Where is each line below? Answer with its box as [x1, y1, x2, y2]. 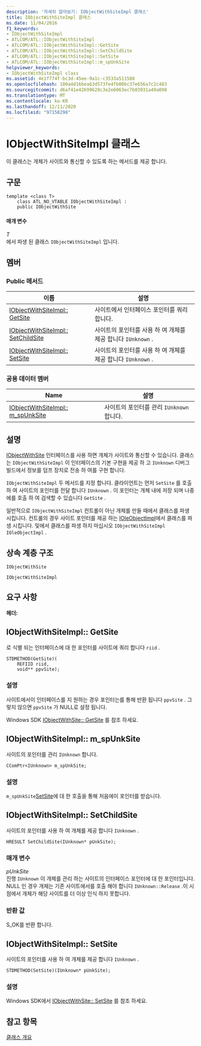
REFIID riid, [17, 661, 50, 667]
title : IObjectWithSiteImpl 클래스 [6, 14, 92, 20]
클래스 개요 [6, 1033, 32, 1041]
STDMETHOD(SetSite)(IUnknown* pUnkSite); [6, 967, 111, 974]
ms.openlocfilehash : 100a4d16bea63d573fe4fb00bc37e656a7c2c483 [6, 82, 167, 88]
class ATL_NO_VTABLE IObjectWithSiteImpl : [17, 199, 127, 205]
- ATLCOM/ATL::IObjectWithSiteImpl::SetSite [6, 53, 119, 59]
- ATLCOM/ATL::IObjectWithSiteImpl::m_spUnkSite [6, 59, 130, 65]
